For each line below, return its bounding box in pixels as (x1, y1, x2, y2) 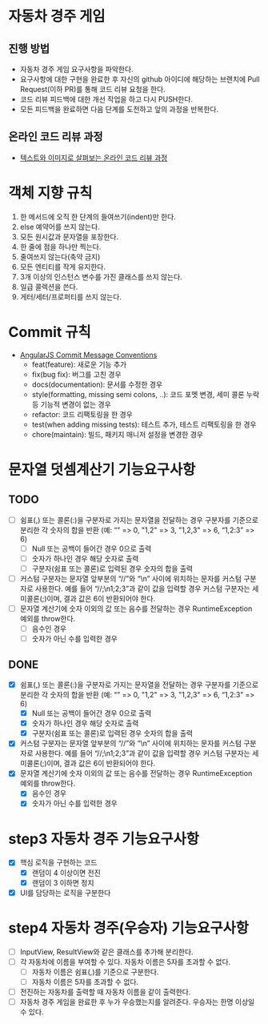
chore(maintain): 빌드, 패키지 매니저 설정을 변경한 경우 (31, 429, 204, 439)
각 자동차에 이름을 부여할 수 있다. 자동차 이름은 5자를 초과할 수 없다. (19, 957, 231, 966)
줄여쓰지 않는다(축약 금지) (19, 251, 101, 261)
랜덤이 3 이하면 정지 (31, 877, 94, 887)
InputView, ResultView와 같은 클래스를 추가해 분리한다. (19, 946, 194, 957)
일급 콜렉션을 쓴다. (19, 282, 78, 291)
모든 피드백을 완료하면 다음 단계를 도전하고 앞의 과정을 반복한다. (19, 105, 218, 114)
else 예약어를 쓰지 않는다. (19, 222, 100, 231)
